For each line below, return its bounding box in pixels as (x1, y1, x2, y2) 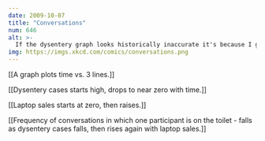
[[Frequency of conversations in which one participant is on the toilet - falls (8, 116, 252, 124)
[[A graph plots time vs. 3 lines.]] (8, 70, 115, 79)
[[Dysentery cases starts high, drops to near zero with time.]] (8, 85, 207, 95)
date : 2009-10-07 (8, 11, 65, 20)
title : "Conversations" (8, 19, 87, 27)
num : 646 (8, 26, 37, 34)
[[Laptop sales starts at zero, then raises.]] (8, 100, 147, 109)
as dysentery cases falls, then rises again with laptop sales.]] (8, 124, 207, 133)
